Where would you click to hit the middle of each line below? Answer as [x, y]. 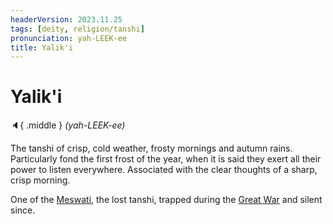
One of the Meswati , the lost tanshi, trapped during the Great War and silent [166, 200]
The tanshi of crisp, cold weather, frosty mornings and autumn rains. [151, 148]
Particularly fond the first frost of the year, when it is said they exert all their [166, 159]
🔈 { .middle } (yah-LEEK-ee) [68, 125]
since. [23, 210]
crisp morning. [40, 180]
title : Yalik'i [42, 47]
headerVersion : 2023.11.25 [66, 19]
